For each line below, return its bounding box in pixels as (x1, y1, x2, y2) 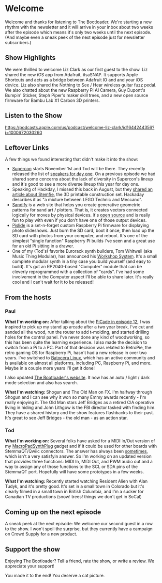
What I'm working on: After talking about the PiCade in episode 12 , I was (5, 319, 150, 325)
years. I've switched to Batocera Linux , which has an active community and (5, 355, 155, 361)
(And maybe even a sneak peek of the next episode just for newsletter (5, 34, 145, 40)
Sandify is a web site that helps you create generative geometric (12, 202, 141, 208)
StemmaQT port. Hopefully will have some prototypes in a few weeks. (5, 469, 144, 475)
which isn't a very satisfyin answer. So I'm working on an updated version (5, 453, 152, 459)
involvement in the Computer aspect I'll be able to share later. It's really (12, 274, 154, 280)
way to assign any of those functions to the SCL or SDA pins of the (5, 464, 138, 470)
